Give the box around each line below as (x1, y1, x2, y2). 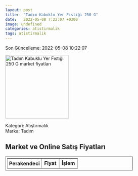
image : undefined (5, 21, 42, 27)
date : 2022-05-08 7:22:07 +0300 (5, 17, 78, 22)
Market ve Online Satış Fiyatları (5, 143, 106, 151)
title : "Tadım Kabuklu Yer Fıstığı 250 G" (5, 12, 99, 17)
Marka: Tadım (5, 128, 34, 134)
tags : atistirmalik (5, 31, 47, 36)
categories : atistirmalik (5, 26, 60, 31)
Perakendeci (9, 160, 40, 167)
